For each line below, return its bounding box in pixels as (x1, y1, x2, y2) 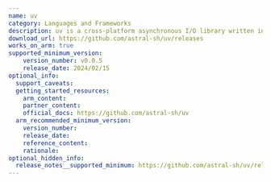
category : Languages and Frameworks (8, 19, 131, 27)
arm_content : (23, 94, 67, 102)
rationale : (23, 147, 60, 155)
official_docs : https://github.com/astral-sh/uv (23, 110, 190, 118)
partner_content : (23, 101, 81, 110)
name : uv (8, 11, 38, 20)
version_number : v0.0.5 (23, 57, 103, 65)
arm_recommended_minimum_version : (15, 117, 131, 125)
